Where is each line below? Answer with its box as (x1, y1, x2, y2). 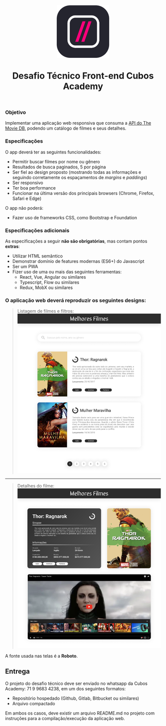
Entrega (5, 667, 30, 676)
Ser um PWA (12, 264, 39, 270)
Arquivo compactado (12, 700, 55, 706)
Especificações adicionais (5, 227, 70, 234)
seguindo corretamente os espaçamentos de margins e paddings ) (12, 174, 147, 180)
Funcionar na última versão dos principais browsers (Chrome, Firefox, (12, 190, 155, 196)
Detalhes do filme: (17, 483, 55, 489)
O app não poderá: (5, 205, 43, 211)
